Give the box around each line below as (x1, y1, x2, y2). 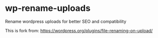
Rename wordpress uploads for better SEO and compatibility (5, 19, 126, 24)
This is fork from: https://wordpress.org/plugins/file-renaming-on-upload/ (5, 28, 153, 33)
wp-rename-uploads (5, 3, 91, 14)
